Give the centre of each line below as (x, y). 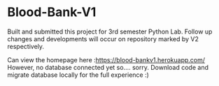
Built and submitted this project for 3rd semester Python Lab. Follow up (110, 31)
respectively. (26, 46)
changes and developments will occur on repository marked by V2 (103, 38)
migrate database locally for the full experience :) (78, 75)
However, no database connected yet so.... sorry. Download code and (108, 67)
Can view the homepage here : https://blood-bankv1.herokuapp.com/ (106, 59)
